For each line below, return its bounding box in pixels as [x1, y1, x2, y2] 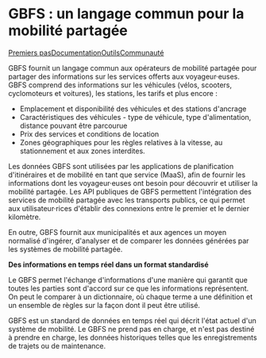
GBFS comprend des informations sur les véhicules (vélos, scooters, [8, 80, 233, 90]
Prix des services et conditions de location [19, 129, 160, 139]
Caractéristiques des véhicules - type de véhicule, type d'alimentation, [19, 112, 252, 121]
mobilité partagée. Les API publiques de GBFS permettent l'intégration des [8, 187, 252, 196]
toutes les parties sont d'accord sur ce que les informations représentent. [8, 283, 249, 293]
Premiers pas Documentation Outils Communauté [8, 48, 164, 57]
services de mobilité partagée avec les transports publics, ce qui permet [8, 195, 245, 205]
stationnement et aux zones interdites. [19, 146, 145, 156]
